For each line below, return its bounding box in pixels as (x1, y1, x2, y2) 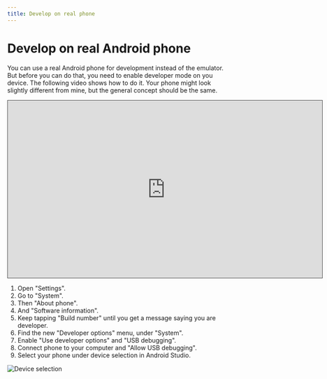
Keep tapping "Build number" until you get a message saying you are (17, 313, 217, 322)
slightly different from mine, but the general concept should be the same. (7, 85, 218, 95)
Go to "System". (17, 291, 64, 300)
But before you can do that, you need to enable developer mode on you (7, 71, 213, 79)
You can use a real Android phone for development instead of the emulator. (7, 64, 224, 72)
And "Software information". (17, 306, 99, 315)
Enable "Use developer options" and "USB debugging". (17, 336, 177, 344)
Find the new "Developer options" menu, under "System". (17, 329, 184, 337)
